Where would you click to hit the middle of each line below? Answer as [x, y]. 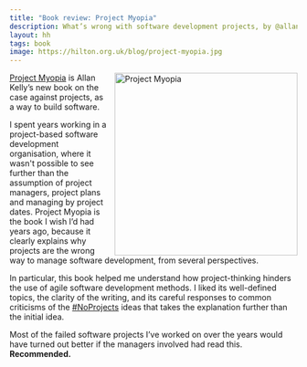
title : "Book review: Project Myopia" [83, 18]
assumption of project [51, 183]
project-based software [54, 134]
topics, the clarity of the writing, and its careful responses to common [141, 298]
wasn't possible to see [52, 163]
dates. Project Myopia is [55, 212]
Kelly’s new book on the [54, 88]
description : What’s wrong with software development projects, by [141, 26]
